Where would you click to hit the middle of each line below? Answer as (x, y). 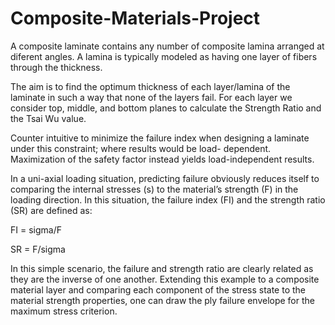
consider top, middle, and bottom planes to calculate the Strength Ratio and (166, 108)
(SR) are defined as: (51, 210)
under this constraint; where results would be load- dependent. (141, 148)
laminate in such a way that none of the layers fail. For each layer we (151, 97)
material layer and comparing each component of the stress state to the (158, 289)
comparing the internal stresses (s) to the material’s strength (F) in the (154, 189)
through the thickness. (56, 67)
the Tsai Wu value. (48, 118)
